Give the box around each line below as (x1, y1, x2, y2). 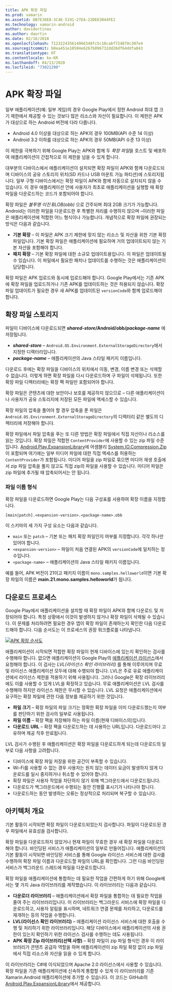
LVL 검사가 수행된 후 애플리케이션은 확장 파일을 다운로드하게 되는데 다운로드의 (5, 740, 161, 747)
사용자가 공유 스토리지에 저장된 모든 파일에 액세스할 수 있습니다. (10, 396, 138, 402)
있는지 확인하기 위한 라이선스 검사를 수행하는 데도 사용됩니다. (22, 931, 144, 937)
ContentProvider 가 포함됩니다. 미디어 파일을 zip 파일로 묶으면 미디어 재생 (5, 456, 153, 463)
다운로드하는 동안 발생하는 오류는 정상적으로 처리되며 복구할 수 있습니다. (12, 790, 157, 796)
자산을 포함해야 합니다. (18, 244, 64, 251)
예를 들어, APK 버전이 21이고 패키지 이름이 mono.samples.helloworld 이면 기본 (5, 570, 162, 576)
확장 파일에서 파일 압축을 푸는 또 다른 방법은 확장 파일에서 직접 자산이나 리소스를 (5, 431, 165, 437)
